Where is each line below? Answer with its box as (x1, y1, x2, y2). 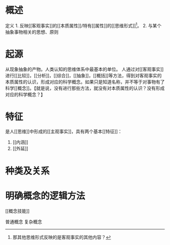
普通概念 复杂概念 (5, 218, 42, 225)
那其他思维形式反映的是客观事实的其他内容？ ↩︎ (12, 234, 111, 240)
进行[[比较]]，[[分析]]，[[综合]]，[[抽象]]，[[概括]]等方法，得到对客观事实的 (5, 72, 162, 78)
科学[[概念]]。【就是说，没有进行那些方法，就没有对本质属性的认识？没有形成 (5, 85, 165, 91)
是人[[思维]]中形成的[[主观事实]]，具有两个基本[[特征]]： (5, 128, 122, 134)
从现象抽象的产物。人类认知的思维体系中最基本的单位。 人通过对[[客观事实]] (5, 66, 164, 72)
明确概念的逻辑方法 (5, 190, 86, 202)
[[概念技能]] (5, 208, 30, 214)
